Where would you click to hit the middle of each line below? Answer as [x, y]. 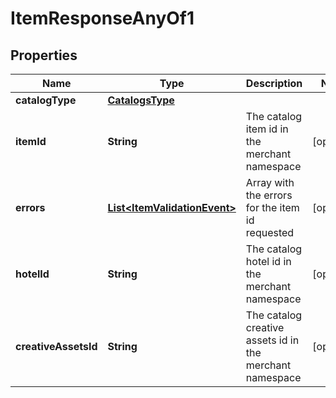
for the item [272, 207]
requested [270, 232]
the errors [269, 195]
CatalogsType [141, 100]
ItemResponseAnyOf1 [102, 18]
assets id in [272, 340]
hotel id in [268, 261]
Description [274, 83]
